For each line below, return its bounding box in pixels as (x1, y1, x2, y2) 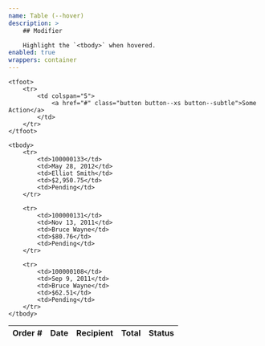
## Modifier (22, 26, 63, 35)
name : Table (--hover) (8, 11, 84, 20)
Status (148, 328, 175, 338)
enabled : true (8, 49, 56, 57)
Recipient (75, 328, 114, 338)
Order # (12, 328, 43, 338)
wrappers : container (8, 56, 78, 64)
